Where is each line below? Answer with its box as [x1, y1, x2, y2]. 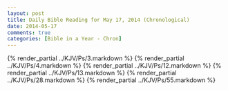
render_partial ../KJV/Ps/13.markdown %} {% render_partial [7, 69, 177, 77]
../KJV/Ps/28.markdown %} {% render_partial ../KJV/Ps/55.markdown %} [7, 76, 216, 84]
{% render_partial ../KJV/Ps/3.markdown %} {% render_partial [7, 54, 184, 62]
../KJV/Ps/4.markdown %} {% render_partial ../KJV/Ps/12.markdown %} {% [7, 62, 222, 70]
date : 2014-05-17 [7, 23, 57, 29]
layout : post [7, 10, 45, 17]
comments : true [7, 29, 51, 36]
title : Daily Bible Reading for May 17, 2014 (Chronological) [7, 16, 190, 23]
